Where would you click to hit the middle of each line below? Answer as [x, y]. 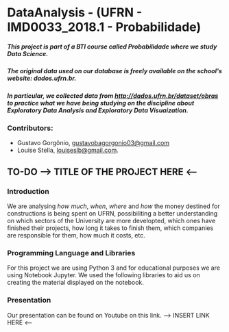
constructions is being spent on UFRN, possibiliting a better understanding [112, 213]
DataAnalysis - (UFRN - [75, 13]
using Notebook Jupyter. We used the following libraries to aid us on [104, 275]
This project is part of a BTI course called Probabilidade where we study [112, 47]
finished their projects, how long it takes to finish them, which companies [110, 228]
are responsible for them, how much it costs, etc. [76, 235]
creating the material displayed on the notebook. [75, 283]
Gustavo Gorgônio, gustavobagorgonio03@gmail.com [93, 143]
